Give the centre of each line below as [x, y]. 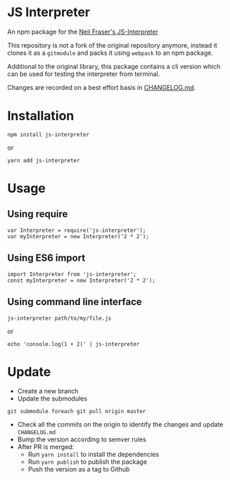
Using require [38, 214]
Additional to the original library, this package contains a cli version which [114, 66]
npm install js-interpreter [49, 134]
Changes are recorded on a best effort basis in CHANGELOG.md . [102, 87]
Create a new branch [48, 391]
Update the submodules [52, 398]
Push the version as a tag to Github [79, 469]
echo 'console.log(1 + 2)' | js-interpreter [74, 344]
